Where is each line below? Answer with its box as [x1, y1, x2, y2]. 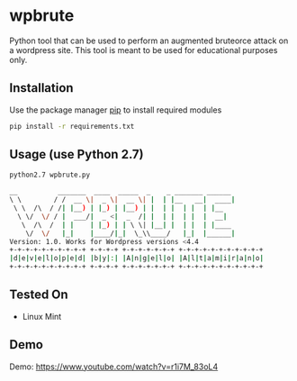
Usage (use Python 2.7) [9, 147, 144, 162]
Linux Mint [22, 311, 62, 322]
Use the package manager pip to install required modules [9, 104, 222, 115]
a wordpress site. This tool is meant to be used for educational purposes [9, 44, 278, 55]
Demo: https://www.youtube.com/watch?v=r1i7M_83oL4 [9, 361, 219, 372]
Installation [9, 80, 74, 95]
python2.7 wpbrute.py [9, 170, 91, 180]
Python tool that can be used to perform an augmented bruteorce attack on [9, 35, 289, 46]
